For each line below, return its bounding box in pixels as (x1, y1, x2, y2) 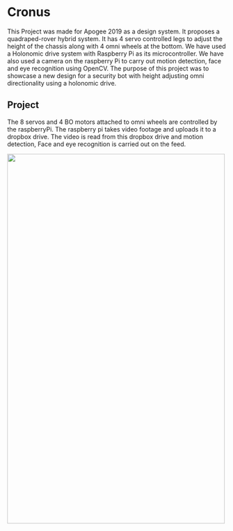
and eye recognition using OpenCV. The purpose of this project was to (7, 64, 209, 72)
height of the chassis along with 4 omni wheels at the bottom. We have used (7, 42, 226, 50)
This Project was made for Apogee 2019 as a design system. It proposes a (7, 27, 220, 35)
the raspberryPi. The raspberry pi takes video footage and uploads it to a (7, 125, 217, 133)
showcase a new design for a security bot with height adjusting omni (7, 71, 204, 80)
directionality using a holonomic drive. (7, 79, 117, 87)
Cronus (7, 4, 51, 20)
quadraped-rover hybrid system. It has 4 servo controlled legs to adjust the (7, 34, 223, 42)
